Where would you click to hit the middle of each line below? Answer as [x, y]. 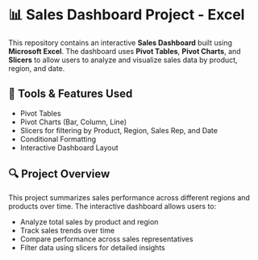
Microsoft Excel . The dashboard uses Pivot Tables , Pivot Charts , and [125, 51]
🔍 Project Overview [59, 174]
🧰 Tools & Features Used [71, 94]
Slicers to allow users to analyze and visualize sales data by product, [123, 60]
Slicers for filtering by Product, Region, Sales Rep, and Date [119, 130]
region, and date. [37, 68]
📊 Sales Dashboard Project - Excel [127, 15]
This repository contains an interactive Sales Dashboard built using [120, 42]
